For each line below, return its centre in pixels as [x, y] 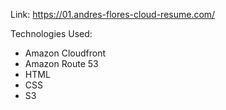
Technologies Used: [51, 33]
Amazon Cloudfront [65, 53]
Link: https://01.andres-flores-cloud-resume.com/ [113, 14]
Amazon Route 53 [61, 63]
